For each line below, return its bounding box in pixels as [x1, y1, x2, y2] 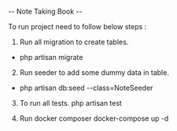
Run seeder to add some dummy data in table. [19, 68, 169, 77]
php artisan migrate [19, 53, 83, 62]
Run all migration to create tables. [19, 37, 129, 47]
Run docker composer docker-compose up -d [19, 114, 169, 123]
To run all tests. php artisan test [19, 99, 122, 107]
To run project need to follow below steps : [8, 22, 147, 31]
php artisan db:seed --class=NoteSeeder [19, 83, 153, 92]
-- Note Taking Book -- [8, 7, 83, 16]
